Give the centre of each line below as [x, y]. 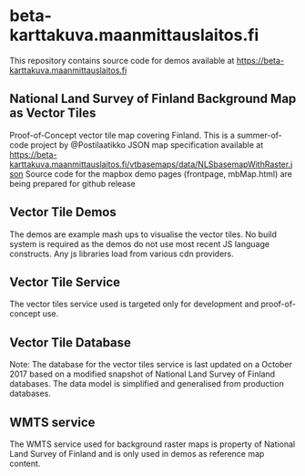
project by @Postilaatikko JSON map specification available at [147, 145]
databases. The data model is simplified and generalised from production [147, 384]
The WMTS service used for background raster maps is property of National [152, 444]
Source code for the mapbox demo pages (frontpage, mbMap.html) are [159, 173]
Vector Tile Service [65, 282]
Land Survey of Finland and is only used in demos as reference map [137, 454]
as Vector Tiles [53, 114]
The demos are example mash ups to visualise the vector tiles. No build [143, 234]
